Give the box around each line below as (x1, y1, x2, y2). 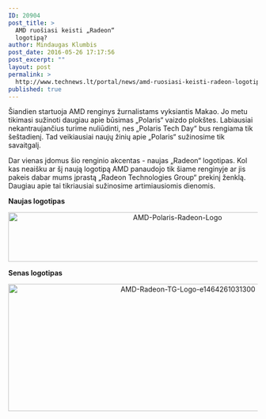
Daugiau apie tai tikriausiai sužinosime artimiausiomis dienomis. (8, 181, 216, 191)
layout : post (8, 63, 51, 71)
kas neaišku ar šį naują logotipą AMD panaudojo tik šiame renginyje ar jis (8, 164, 246, 174)
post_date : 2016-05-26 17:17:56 (8, 48, 115, 56)
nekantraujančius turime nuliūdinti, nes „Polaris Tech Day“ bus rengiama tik (8, 124, 253, 133)
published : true (8, 85, 62, 93)
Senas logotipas (8, 269, 63, 278)
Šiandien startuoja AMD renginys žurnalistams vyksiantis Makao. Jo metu (8, 107, 248, 116)
